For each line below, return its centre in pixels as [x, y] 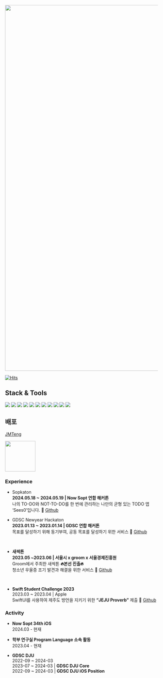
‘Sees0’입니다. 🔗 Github [35, 510]
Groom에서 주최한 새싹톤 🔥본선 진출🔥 [48, 563]
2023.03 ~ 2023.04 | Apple [39, 594]
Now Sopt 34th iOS [32, 623]
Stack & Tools [26, 393]
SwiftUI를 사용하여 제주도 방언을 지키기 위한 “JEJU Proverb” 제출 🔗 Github [84, 600]
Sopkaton [22, 492]
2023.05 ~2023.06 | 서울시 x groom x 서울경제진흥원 [64, 558]
